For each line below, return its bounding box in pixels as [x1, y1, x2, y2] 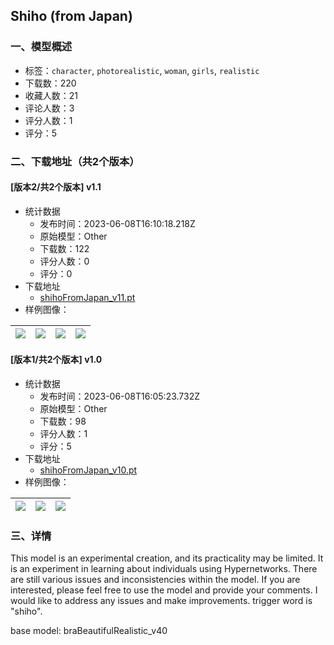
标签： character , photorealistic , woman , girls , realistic [24, 64, 260, 76]
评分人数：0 [39, 255, 90, 267]
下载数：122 [39, 242, 90, 254]
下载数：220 [24, 77, 77, 89]
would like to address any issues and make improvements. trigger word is [10, 595, 313, 607]
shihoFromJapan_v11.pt [39, 291, 136, 303]
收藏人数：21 [24, 89, 79, 101]
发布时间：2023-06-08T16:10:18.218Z [39, 217, 196, 229]
